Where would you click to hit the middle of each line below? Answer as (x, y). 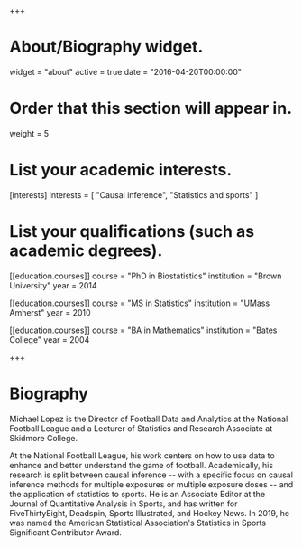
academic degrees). (86, 250)
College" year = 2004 (50, 339)
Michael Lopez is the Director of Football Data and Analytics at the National (149, 419)
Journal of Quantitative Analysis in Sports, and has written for (124, 504)
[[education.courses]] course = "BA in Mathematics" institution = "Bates (143, 330)
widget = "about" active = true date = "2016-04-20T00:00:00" (125, 71)
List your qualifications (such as (132, 231)
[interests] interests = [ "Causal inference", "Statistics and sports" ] (134, 194)
